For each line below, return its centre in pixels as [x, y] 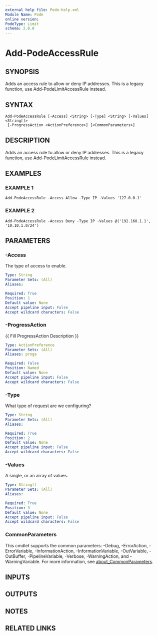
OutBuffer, [16, 556]
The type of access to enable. [36, 266]
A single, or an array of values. [37, 476]
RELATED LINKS [30, 628]
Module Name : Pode [24, 15]
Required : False [22, 364]
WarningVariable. [23, 561]
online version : [22, 19]
